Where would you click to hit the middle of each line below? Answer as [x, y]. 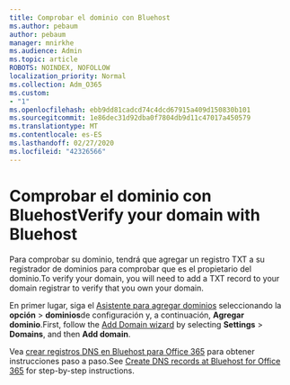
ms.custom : [30, 93]
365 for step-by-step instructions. [72, 371]
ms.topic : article [44, 59]
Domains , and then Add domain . [70, 334]
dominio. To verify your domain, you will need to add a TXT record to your [145, 278]
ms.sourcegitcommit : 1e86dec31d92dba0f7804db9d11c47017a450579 [130, 118]
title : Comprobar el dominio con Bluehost [90, 18]
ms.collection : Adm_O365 [56, 85]
